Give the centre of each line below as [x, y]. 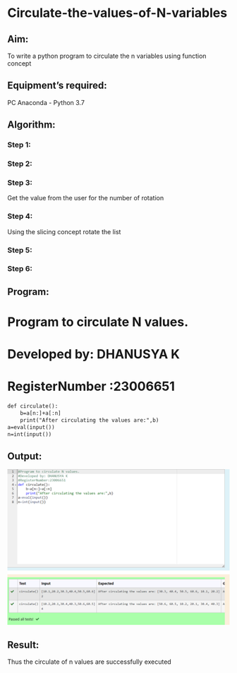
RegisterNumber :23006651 [91, 387]
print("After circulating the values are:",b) [90, 420]
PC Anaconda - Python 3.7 [46, 102]
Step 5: [20, 250]
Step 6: [20, 269]
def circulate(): [33, 406]
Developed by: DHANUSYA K [93, 354]
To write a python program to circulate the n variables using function [107, 56]
